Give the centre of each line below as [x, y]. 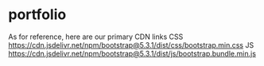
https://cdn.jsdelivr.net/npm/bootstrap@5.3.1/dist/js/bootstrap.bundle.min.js [132, 53]
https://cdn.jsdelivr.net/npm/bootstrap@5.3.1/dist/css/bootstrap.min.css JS [131, 45]
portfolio [37, 15]
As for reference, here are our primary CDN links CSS [96, 37]
